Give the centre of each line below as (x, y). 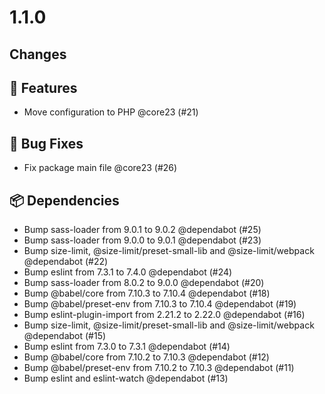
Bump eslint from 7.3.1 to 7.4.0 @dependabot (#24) (128, 272)
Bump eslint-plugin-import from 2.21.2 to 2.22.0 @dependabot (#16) (164, 315)
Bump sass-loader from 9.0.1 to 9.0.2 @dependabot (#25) (142, 230)
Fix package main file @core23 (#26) (100, 168)
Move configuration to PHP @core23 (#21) (111, 112)
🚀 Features (43, 87)
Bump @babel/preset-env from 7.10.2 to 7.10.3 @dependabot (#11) (159, 368)
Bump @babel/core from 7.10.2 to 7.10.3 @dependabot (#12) (146, 357)
